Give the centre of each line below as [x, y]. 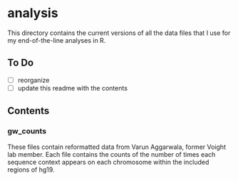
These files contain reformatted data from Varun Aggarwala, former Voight [117, 147]
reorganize [33, 80]
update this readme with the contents [73, 88]
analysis [33, 13]
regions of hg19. [31, 170]
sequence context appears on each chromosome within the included [108, 162]
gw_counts [27, 131]
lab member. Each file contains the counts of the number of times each [112, 154]
